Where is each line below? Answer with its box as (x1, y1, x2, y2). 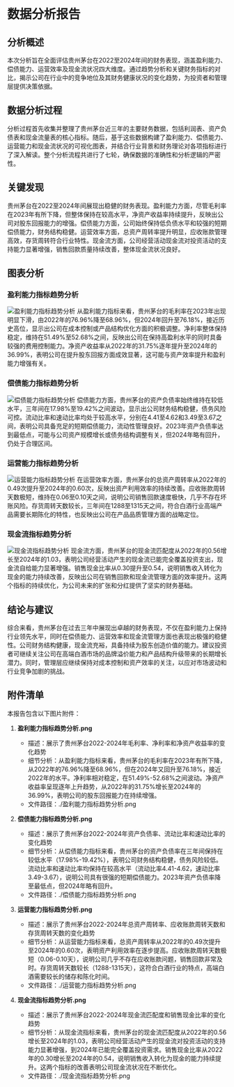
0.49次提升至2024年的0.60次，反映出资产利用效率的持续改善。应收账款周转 (7, 484, 226, 492)
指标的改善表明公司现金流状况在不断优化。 (58, 1063, 181, 1071)
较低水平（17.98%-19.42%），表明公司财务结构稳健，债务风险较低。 (27, 855, 223, 864)
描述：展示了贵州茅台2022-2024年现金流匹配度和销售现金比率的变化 (27, 1010, 226, 1019)
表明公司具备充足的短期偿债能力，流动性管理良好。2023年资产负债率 (19, 422, 218, 430)
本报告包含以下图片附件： (7, 709, 81, 718)
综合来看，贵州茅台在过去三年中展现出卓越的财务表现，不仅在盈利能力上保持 (7, 624, 227, 632)
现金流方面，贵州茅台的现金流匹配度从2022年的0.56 (70, 546, 221, 555)
